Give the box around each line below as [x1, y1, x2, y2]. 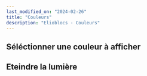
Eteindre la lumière [6, 62, 78, 72]
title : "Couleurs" [6, 14, 52, 20]
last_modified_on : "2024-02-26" [6, 8, 87, 15]
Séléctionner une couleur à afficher [6, 42, 141, 52]
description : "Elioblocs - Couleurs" [6, 20, 100, 26]
